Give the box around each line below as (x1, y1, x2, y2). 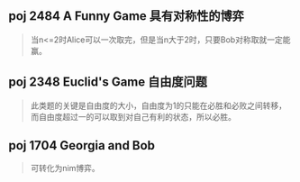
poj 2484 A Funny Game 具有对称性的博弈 (8, 8, 245, 24)
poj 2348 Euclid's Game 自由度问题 (8, 75, 208, 90)
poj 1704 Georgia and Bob (8, 138, 155, 153)
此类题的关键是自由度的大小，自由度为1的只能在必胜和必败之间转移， (30, 100, 287, 111)
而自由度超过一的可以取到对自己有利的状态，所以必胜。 (30, 111, 236, 122)
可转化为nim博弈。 (30, 163, 100, 174)
